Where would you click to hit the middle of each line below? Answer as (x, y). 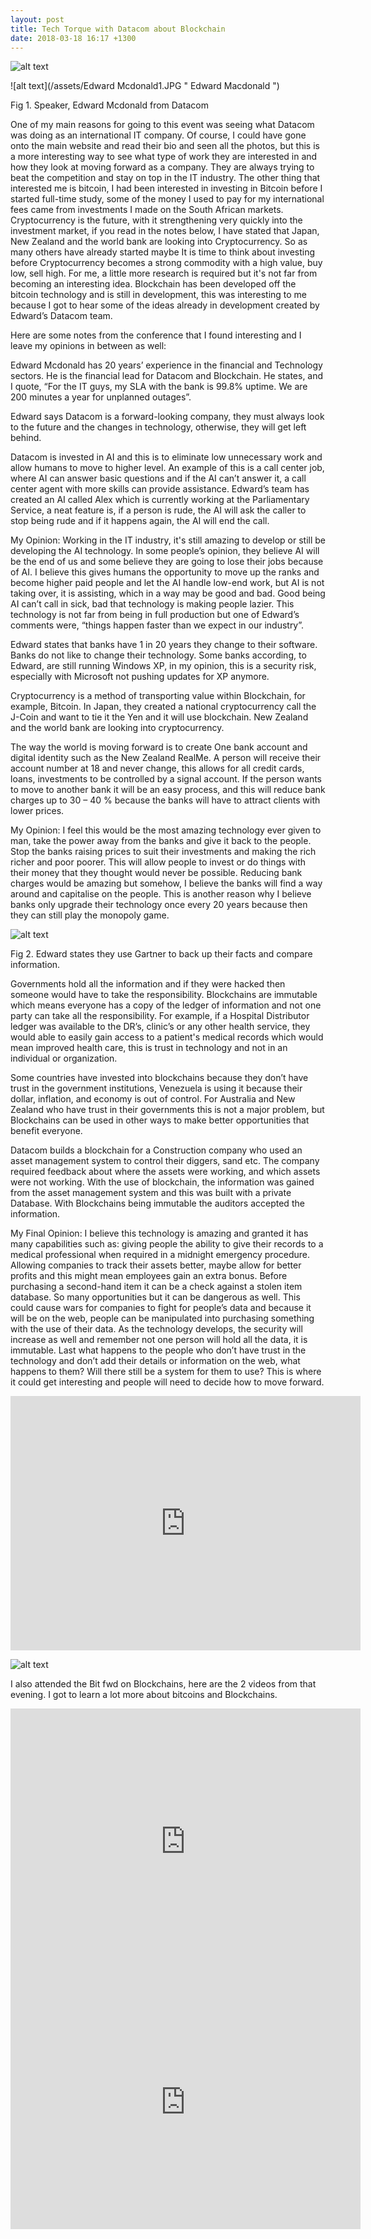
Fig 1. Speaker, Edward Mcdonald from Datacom (109, 105)
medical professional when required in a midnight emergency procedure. (160, 1255)
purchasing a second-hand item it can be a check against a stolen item (156, 1287)
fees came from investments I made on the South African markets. (147, 210)
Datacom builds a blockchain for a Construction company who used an (156, 1150)
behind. (26, 438)
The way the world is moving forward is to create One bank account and (159, 747)
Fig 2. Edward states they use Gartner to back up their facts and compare (161, 954)
